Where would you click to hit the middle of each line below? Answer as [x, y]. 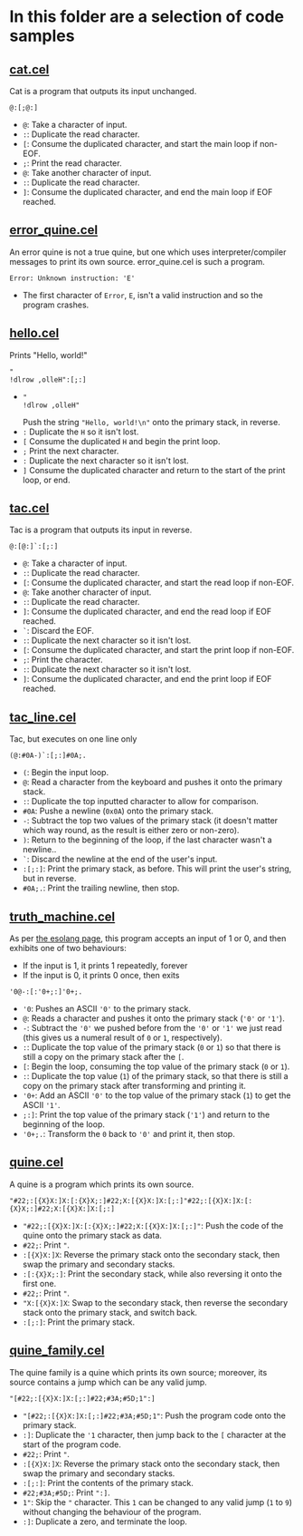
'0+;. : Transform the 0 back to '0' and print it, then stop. [128, 1134]
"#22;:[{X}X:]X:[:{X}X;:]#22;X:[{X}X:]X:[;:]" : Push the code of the [153, 1225]
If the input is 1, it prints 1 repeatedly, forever [105, 966]
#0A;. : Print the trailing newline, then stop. [101, 888]
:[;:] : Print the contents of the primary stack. [108, 1483]
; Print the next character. [71, 451]
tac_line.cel [43, 717]
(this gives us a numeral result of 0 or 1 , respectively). [123, 1038]
